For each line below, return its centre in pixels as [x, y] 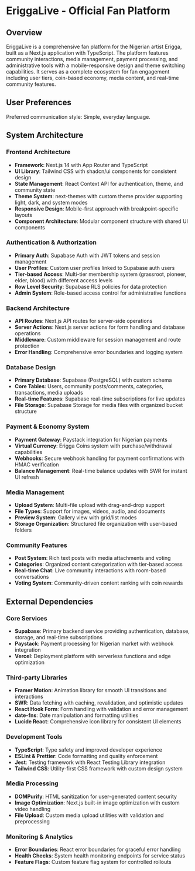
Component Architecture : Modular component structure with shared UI [101, 221]
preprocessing [32, 821]
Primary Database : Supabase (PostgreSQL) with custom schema [93, 380]
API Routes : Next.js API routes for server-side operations [83, 321]
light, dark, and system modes [51, 202]
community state [35, 190]
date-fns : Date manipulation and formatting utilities [76, 715]
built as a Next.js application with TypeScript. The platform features [87, 53]
